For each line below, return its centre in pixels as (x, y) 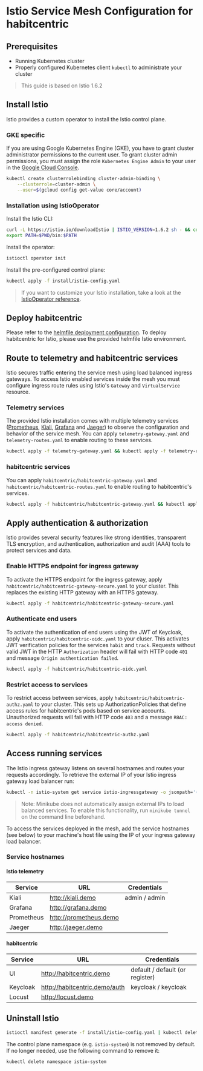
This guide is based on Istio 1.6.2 (62, 86)
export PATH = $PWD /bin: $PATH (42, 235)
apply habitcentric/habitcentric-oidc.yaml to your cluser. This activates (98, 639)
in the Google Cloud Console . (43, 167)
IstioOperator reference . (51, 299)
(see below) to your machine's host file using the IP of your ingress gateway (101, 834)
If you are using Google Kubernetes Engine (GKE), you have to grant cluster (100, 148)
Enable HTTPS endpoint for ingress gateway (72, 566)
